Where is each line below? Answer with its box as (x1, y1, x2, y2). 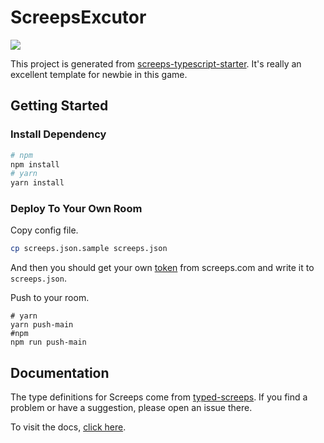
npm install (10, 159, 60, 170)
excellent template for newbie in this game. (10, 68, 188, 80)
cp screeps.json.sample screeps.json (10, 244, 168, 254)
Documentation (10, 364, 110, 381)
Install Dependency (10, 127, 107, 141)
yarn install (10, 178, 65, 188)
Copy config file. (10, 224, 79, 236)
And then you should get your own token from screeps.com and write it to (10, 262, 315, 274)
